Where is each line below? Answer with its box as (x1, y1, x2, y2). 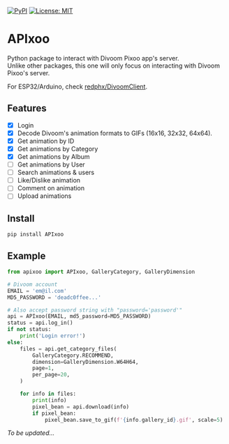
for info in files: (20, 390, 77, 397)
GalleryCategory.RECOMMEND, (32, 352, 114, 359)
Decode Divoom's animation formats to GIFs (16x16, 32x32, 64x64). (17, 129, 213, 137)
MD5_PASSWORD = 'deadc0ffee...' (7, 293, 101, 301)
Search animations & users (17, 168, 95, 177)
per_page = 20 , (32, 372, 71, 378)
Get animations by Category (17, 144, 98, 153)
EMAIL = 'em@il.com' (7, 287, 68, 294)
